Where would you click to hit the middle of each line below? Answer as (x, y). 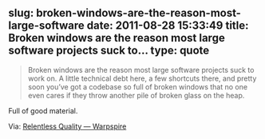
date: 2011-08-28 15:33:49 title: (168, 26)
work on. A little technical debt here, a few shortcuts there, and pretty (142, 78)
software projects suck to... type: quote (109, 51)
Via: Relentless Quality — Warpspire (67, 126)
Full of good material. (43, 110)
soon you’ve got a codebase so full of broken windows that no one (138, 86)
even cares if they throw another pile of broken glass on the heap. (136, 95)
